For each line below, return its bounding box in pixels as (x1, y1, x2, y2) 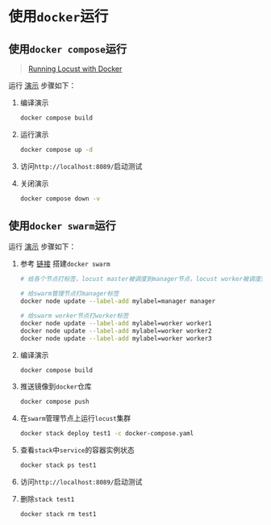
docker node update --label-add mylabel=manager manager (19, 297, 216, 305)
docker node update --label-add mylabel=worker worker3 (19, 334, 212, 342)
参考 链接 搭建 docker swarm (19, 259, 110, 269)
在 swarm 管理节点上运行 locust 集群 (19, 414, 131, 423)
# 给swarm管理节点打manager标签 (19, 290, 119, 298)
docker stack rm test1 (19, 510, 97, 519)
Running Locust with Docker (27, 64, 123, 73)
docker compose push (19, 397, 90, 406)
